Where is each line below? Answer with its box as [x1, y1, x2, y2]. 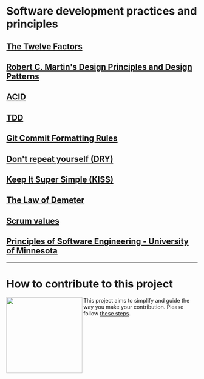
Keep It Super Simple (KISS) [6, 174, 114, 184]
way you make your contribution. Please [83, 303, 184, 310]
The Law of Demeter [6, 195, 85, 206]
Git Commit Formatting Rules [6, 133, 118, 144]
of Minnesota [6, 246, 58, 256]
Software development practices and [6, 4, 197, 18]
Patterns [6, 71, 39, 81]
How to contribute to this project [6, 277, 173, 290]
